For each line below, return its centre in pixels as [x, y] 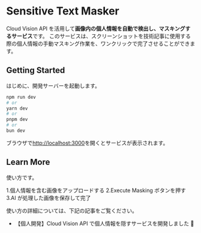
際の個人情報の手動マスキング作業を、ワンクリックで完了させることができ [98, 43]
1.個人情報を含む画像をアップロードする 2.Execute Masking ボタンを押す [96, 190]
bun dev [16, 131]
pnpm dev [17, 120]
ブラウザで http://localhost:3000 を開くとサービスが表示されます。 [87, 143]
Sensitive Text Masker [63, 11]
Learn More [28, 162]
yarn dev [17, 108]
